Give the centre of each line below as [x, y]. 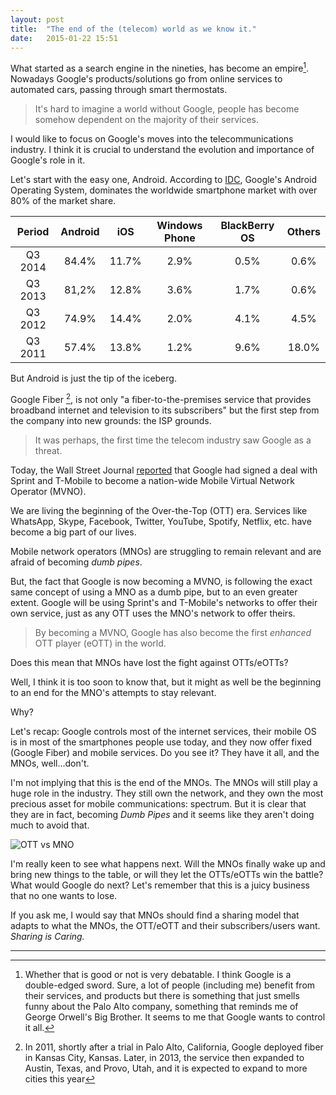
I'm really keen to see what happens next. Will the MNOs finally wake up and [168, 863]
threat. [48, 450]
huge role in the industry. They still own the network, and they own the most [167, 793]
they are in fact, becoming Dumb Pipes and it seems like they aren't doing [162, 814]
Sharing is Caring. [47, 936]
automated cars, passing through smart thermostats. [119, 90]
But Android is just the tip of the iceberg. [93, 378]
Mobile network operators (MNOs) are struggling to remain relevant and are [166, 551]
